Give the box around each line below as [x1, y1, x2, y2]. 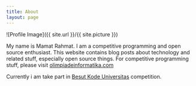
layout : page [6, 14, 39, 20]
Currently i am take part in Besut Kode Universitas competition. [6, 73, 162, 80]
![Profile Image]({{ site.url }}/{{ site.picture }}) [6, 30, 118, 38]
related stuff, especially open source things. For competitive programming [6, 55, 189, 62]
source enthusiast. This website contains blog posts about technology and [6, 48, 190, 56]
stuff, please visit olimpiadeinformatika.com [6, 61, 114, 69]
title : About [6, 8, 39, 15]
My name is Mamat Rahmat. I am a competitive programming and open [6, 42, 181, 50]
